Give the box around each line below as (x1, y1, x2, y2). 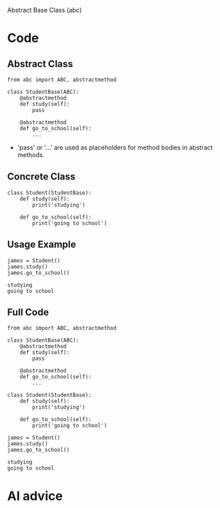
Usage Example (7, 239, 77, 251)
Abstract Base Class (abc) (7, 6, 82, 14)
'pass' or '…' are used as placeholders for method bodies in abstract (17, 143, 213, 152)
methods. (17, 151, 45, 159)
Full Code (7, 306, 49, 319)
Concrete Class (7, 170, 76, 183)
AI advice (7, 488, 63, 504)
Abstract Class (7, 58, 73, 70)
